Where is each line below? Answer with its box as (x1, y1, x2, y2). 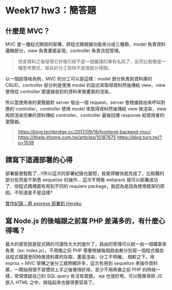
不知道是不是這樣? (14, 189, 53, 195)
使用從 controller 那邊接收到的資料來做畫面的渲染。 (5, 88, 114, 95)
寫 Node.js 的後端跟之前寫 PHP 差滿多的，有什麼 (5, 217, 159, 226)
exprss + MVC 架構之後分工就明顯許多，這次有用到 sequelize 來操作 (5, 260, 149, 266)
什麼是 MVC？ (5, 27, 50, 35)
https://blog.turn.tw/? (117, 134, 162, 140)
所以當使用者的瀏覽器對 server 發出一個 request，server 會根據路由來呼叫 (5, 99, 161, 105)
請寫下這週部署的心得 (5, 155, 73, 164)
